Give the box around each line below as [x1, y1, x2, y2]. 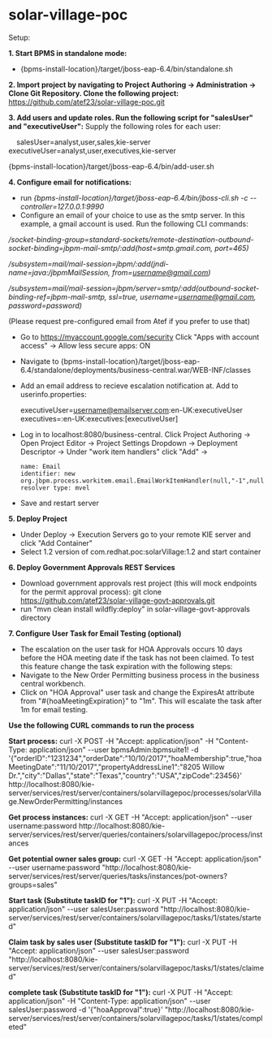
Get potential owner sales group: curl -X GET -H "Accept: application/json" [8, 854, 262, 863]
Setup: [8, 32, 31, 42]
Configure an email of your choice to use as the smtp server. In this [19, 210, 245, 220]
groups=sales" [8, 880, 58, 889]
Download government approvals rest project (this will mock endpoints [19, 578, 257, 588]
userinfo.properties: [19, 389, 87, 399]
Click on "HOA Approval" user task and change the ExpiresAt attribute [19, 687, 255, 697]
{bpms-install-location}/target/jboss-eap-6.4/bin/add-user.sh [8, 161, 215, 171]
